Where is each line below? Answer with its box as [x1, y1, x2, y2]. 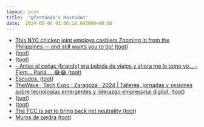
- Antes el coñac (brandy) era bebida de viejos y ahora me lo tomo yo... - [15, 62, 198, 70]
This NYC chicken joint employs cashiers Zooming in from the [15, 37, 170, 44]
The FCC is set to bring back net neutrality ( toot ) [15, 107, 137, 115]
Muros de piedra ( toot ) [15, 114, 72, 121]
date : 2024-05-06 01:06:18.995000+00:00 [6, 20, 113, 26]
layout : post [6, 8, 39, 15]
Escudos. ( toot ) [15, 75, 54, 82]
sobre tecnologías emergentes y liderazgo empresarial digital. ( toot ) [15, 88, 185, 96]
